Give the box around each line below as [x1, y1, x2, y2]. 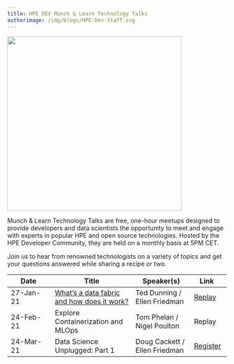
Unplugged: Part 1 [54, 345, 115, 355]
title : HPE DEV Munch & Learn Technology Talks [7, 10, 148, 17]
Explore [54, 308, 80, 317]
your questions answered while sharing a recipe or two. [7, 259, 167, 268]
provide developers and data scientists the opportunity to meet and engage [7, 224, 224, 232]
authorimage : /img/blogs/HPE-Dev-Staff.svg [7, 17, 136, 24]
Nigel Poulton [135, 321, 180, 331]
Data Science [54, 336, 99, 346]
